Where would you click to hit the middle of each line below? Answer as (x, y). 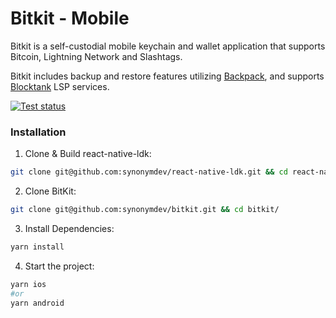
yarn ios (28, 284)
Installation (38, 132)
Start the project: (59, 266)
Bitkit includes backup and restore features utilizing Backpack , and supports (167, 76)
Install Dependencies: (69, 228)
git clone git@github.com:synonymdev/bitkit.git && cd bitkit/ (145, 210)
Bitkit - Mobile (70, 18)
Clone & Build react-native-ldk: (88, 154)
